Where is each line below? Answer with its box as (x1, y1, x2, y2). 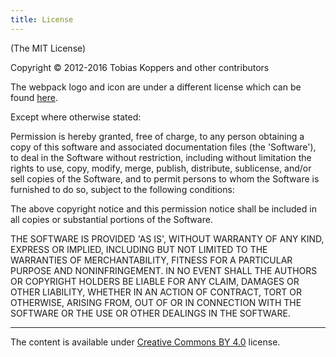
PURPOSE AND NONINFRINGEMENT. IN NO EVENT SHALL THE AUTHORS (10, 264, 318, 276)
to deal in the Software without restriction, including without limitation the (10, 151, 312, 163)
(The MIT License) (10, 42, 87, 54)
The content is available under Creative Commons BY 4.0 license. (10, 336, 281, 348)
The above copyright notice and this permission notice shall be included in (10, 202, 317, 215)
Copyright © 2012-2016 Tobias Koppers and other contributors (10, 61, 270, 73)
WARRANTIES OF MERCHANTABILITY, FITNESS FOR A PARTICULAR (10, 254, 293, 266)
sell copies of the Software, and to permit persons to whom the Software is (10, 172, 320, 185)
